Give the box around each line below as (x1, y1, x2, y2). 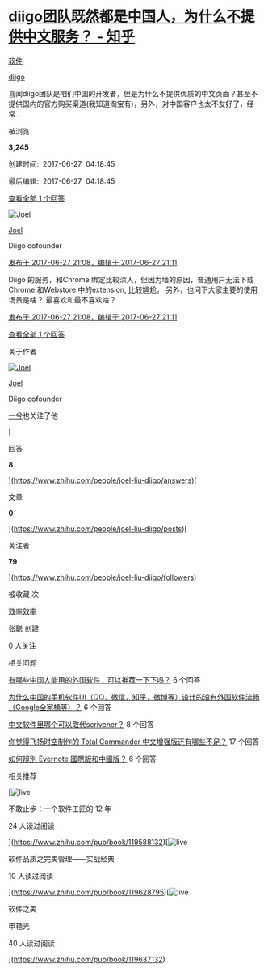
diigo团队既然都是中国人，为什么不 (8, 7, 241, 26)
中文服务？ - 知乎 (23, 27, 136, 46)
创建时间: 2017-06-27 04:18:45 (8, 158, 115, 168)
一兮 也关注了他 (8, 410, 58, 420)
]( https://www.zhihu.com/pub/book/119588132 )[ (8, 837, 169, 847)
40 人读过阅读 (8, 938, 55, 948)
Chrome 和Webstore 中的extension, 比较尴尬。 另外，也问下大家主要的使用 (8, 285, 258, 294)
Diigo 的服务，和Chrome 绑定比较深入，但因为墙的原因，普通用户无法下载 (8, 274, 254, 284)
